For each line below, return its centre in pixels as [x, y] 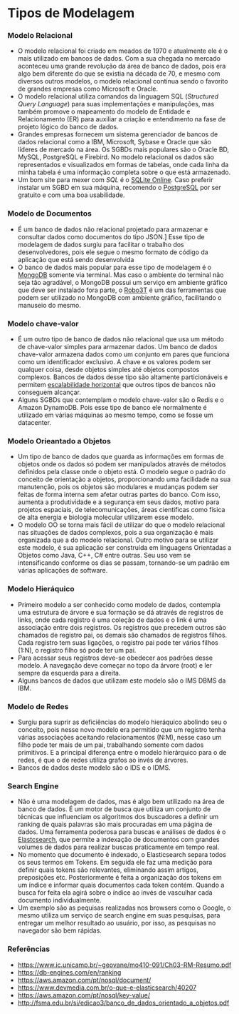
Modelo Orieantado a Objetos [59, 441]
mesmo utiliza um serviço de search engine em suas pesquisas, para [119, 915]
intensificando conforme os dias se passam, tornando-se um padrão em [123, 563]
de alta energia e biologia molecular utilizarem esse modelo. [106, 517]
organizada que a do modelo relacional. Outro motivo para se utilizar [118, 540]
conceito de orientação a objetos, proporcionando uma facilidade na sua [124, 479]
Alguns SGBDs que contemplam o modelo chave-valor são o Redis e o [121, 400]
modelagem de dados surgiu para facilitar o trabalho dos [101, 244]
